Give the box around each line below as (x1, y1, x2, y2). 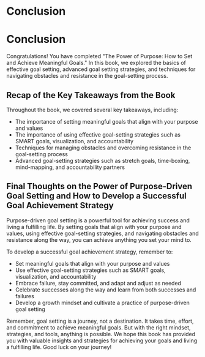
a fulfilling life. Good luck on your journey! (6, 343, 112, 350)
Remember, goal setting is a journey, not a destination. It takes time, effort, (6, 317, 194, 325)
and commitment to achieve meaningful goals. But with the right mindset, (6, 323, 191, 331)
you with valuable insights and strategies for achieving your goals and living (6, 337, 198, 344)
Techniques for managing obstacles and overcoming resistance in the (15, 144, 192, 151)
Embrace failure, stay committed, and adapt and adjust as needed (15, 279, 182, 287)
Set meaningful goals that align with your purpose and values (15, 260, 170, 267)
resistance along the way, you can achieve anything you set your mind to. (6, 236, 192, 243)
